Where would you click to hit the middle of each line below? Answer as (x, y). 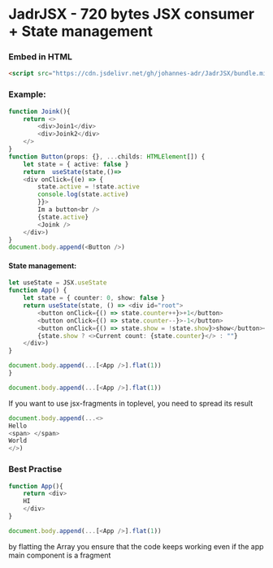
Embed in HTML (41, 57)
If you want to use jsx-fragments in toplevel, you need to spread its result (131, 403)
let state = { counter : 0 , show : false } (94, 298)
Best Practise (35, 470)
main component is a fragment (60, 555)
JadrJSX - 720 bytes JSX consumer (131, 14)
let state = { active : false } (76, 164)
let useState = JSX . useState (58, 283)
